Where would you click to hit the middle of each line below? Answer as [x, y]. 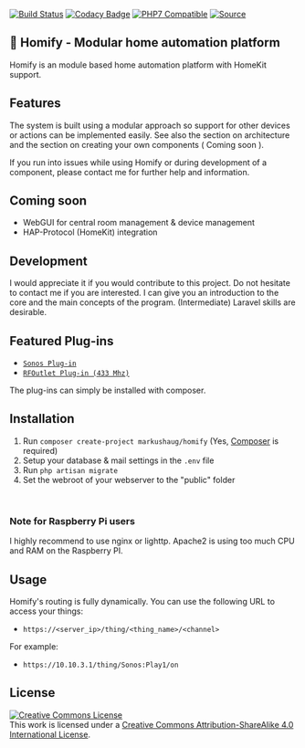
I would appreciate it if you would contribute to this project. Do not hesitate [150, 283]
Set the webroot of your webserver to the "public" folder [129, 479]
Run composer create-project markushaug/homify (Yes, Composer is [151, 441]
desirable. [28, 312]
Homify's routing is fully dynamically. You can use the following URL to [142, 601]
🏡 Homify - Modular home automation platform [145, 42]
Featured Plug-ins [62, 341]
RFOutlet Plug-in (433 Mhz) [76, 374]
